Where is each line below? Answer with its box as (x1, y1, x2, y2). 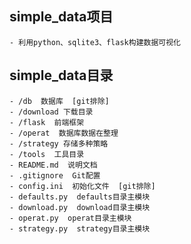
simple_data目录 (9, 67, 114, 84)
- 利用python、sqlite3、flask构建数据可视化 (9, 37, 181, 47)
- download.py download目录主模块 (9, 202, 151, 212)
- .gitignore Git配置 (9, 170, 101, 181)
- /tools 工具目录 (9, 149, 85, 159)
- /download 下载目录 (9, 107, 94, 117)
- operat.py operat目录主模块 (9, 213, 132, 223)
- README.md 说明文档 (9, 160, 98, 170)
